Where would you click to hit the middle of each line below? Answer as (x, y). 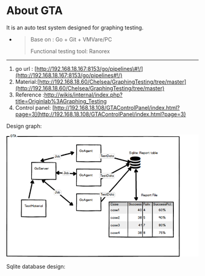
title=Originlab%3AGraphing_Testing (61, 101)
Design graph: (24, 126)
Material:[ (27, 82)
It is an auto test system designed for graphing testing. (75, 27)
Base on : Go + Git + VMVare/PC (71, 39)
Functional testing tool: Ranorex (70, 51)
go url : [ (26, 68)
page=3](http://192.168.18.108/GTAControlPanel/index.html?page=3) (100, 114)
